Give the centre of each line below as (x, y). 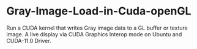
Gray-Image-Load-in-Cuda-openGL (99, 11)
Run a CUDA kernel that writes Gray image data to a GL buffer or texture (97, 28)
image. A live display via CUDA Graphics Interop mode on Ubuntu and (94, 34)
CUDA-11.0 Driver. (29, 41)
